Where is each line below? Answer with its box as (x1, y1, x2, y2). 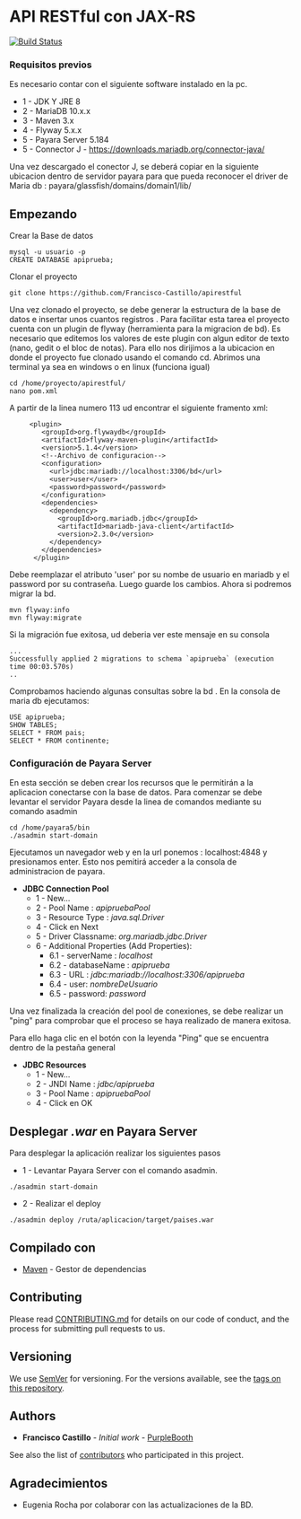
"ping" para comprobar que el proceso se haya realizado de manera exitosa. (9, 1015, 292, 1026)
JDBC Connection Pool (21, 883, 109, 894)
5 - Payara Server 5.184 (21, 135, 109, 145)
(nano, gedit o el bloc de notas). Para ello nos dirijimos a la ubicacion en (9, 343, 275, 354)
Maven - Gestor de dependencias (21, 1263, 147, 1274)
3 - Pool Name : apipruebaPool (35, 1088, 150, 1099)
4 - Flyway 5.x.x (21, 125, 82, 136)
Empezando (9, 206, 78, 222)
